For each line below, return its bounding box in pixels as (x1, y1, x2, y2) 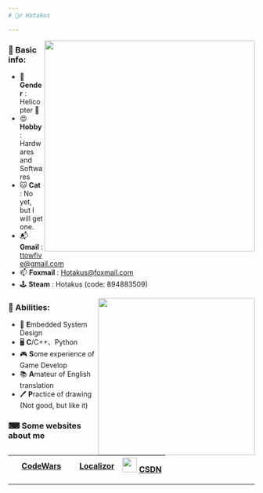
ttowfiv (19, 250, 42, 260)
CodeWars (21, 460, 62, 471)
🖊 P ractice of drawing (19, 389, 92, 399)
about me (8, 430, 45, 441)
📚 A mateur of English (19, 370, 92, 379)
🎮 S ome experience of (19, 349, 95, 359)
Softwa (19, 163, 43, 173)
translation (19, 381, 55, 390)
